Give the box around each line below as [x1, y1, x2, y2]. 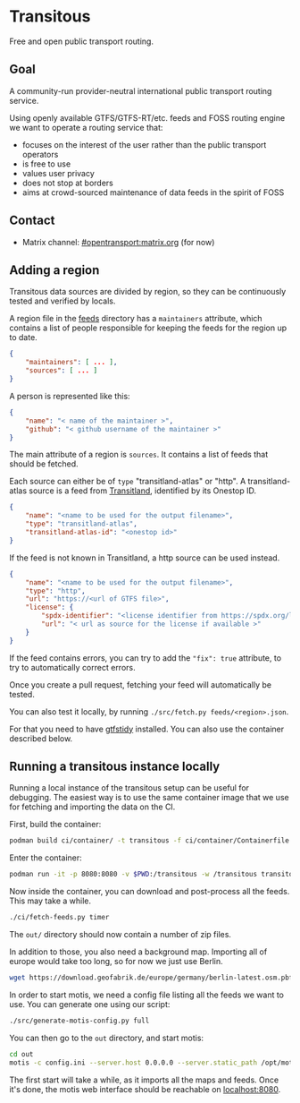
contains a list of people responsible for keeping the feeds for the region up [9, 322, 287, 333]
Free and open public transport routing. [9, 36, 154, 47]
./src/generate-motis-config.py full [9, 1016, 150, 1025]
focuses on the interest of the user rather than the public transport [21, 139, 267, 150]
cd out [9, 1049, 34, 1058]
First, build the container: [9, 819, 102, 830]
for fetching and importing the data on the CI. [9, 801, 176, 812]
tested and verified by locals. [9, 295, 116, 306]
